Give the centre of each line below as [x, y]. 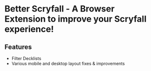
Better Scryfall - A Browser [60, 9]
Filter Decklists [26, 58]
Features [18, 47]
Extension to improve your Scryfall [75, 19]
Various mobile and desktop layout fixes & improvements [68, 64]
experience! [29, 29]
